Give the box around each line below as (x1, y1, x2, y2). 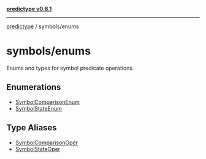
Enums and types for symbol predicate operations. (6, 64, 134, 72)
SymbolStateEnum (15, 105, 63, 112)
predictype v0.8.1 (6, 6, 52, 12)
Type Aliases (6, 122, 57, 133)
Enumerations (6, 82, 61, 92)
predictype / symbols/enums (6, 23, 79, 30)
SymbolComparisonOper (15, 139, 78, 146)
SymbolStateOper (15, 145, 61, 152)
